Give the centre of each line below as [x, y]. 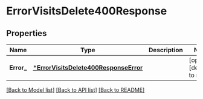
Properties [27, 33]
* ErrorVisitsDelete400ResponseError [88, 67]
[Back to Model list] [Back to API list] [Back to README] [76, 90]
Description [166, 50]
